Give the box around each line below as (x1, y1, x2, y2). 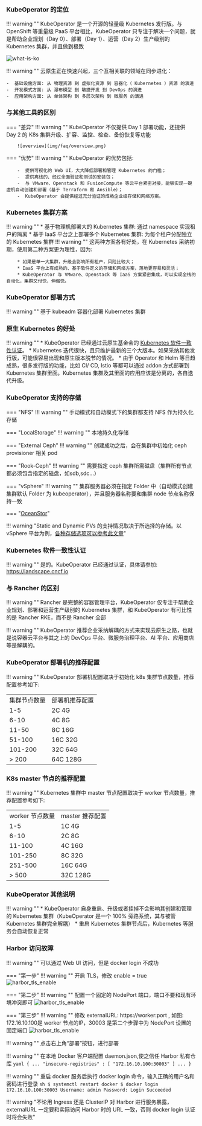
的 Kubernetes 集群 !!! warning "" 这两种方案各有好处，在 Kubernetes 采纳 (6, 238, 190, 245)
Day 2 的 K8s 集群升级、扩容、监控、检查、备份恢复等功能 (6, 131, 151, 138)
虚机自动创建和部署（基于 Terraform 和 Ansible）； (6, 186, 123, 192)
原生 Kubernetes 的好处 (6, 325, 75, 333)
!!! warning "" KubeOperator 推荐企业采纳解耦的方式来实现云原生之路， (6, 626, 183, 634)
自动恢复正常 (16, 927, 49, 935)
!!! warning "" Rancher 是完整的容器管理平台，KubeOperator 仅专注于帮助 (6, 599, 189, 606)
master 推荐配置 (60, 812, 107, 820)
